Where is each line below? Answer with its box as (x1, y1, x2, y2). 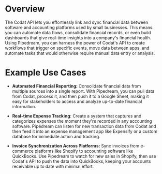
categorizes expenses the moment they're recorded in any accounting (12, 118, 152, 124)
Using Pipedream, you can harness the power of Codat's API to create (5, 40, 145, 45)
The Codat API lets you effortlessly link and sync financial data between (5, 19, 148, 25)
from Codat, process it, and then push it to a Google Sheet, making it (12, 93, 149, 99)
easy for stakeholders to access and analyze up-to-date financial (12, 98, 142, 104)
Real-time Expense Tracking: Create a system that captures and (12, 113, 142, 119)
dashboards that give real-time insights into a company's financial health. (5, 35, 151, 41)
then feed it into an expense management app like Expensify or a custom (12, 128, 158, 134)
